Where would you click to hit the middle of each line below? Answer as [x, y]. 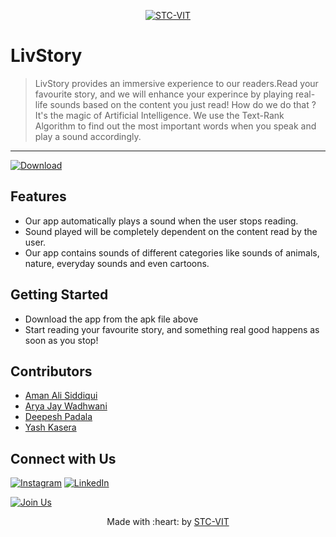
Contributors [51, 371]
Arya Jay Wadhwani [66, 406]
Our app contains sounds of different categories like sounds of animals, [172, 252]
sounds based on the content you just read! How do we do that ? [183, 104]
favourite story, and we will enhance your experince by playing [164, 94]
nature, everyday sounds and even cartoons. [117, 263]
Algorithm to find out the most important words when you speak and [175, 126]
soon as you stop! [61, 340]
